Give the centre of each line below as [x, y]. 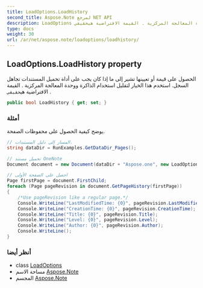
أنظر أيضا [19, 252]
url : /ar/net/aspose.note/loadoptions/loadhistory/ [73, 40]
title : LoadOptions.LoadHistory [47, 12]
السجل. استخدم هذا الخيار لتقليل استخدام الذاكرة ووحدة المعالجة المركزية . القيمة [98, 85]
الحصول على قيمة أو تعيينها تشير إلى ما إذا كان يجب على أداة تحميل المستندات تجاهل [101, 78]
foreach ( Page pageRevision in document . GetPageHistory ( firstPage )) [95, 186]
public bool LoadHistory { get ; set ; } [57, 102]
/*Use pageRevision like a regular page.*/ [73, 197]
